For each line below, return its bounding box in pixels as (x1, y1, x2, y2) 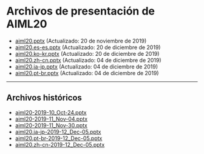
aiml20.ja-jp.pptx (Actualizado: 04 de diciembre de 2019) (15, 62, 158, 70)
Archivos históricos (6, 93, 82, 103)
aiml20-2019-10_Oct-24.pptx (15, 109, 87, 116)
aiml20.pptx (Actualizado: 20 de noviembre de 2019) (15, 37, 147, 44)
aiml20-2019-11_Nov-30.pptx (15, 121, 88, 129)
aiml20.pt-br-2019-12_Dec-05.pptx (15, 135, 103, 142)
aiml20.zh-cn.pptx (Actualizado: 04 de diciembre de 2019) (15, 56, 162, 64)
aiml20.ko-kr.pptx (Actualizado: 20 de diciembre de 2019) (15, 50, 160, 57)
